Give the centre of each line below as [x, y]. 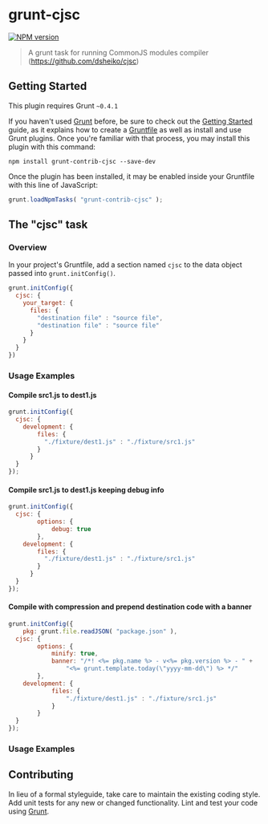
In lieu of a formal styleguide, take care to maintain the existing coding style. [134, 794]
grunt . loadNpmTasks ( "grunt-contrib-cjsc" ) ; [85, 199]
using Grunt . [29, 811]
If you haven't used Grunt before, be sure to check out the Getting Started [130, 121]
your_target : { [48, 303]
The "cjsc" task [48, 225]
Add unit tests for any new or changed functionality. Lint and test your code [133, 802]
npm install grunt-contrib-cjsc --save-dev [82, 161]
